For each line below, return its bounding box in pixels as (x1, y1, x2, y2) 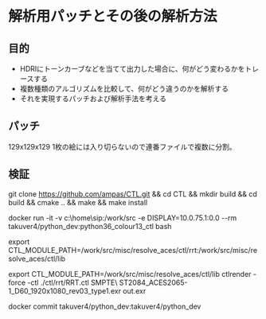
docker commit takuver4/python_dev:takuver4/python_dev (8, 301, 201, 311)
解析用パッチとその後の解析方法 (8, 7, 217, 25)
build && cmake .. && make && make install (8, 197, 148, 207)
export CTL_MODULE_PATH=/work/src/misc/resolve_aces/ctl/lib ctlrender (8, 269, 252, 278)
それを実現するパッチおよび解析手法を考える (19, 94, 167, 103)
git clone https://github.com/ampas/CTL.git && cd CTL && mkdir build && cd (8, 189, 257, 199)
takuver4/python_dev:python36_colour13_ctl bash (8, 221, 172, 231)
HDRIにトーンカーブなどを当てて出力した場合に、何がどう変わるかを (19, 64, 245, 73)
